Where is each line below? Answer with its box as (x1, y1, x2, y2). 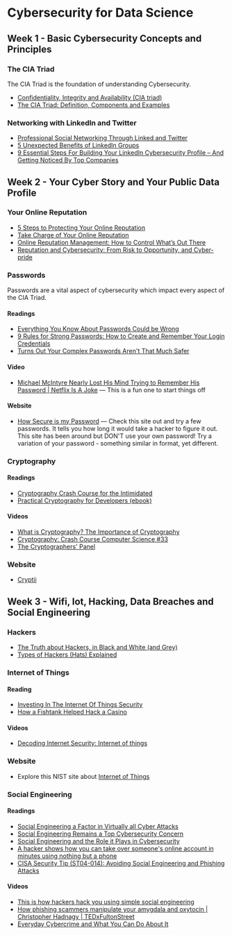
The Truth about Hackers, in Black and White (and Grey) (17, 643, 179, 652)
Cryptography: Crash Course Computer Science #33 (17, 535, 169, 544)
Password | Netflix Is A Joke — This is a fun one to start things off (17, 385, 206, 394)
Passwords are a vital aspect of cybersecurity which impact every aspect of (7, 286, 225, 294)
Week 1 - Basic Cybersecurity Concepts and (7, 33, 202, 44)
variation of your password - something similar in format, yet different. (17, 439, 219, 447)
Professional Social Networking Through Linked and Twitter (17, 134, 188, 142)
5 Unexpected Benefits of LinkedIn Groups (17, 141, 140, 150)
